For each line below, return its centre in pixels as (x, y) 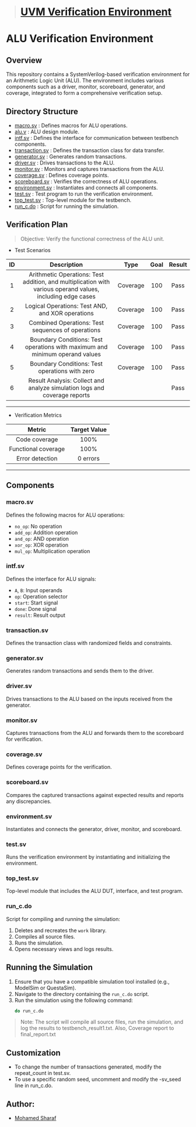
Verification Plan (37, 225)
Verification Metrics (38, 415)
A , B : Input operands (38, 590)
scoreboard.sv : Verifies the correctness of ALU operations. (86, 181)
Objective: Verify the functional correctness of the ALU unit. (92, 239)
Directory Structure (42, 111)
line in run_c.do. (34, 1085)
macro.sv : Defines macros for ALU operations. (71, 126)
